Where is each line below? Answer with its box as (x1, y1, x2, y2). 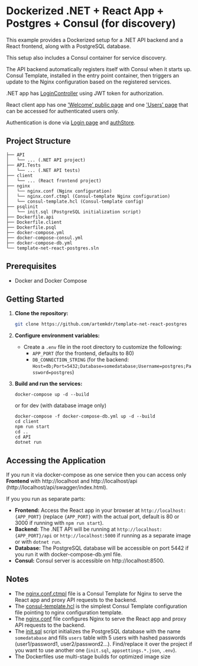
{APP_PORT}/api (14, 533, 53, 539)
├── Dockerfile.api (6, 214, 54, 220)
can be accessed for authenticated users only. (6, 107, 119, 114)
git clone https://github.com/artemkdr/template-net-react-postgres (14, 321, 187, 327)
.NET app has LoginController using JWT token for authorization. (6, 89, 164, 97)
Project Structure (6, 136, 71, 146)
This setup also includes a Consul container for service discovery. (6, 54, 167, 61)
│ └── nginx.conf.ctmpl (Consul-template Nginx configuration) (6, 193, 170, 199)
